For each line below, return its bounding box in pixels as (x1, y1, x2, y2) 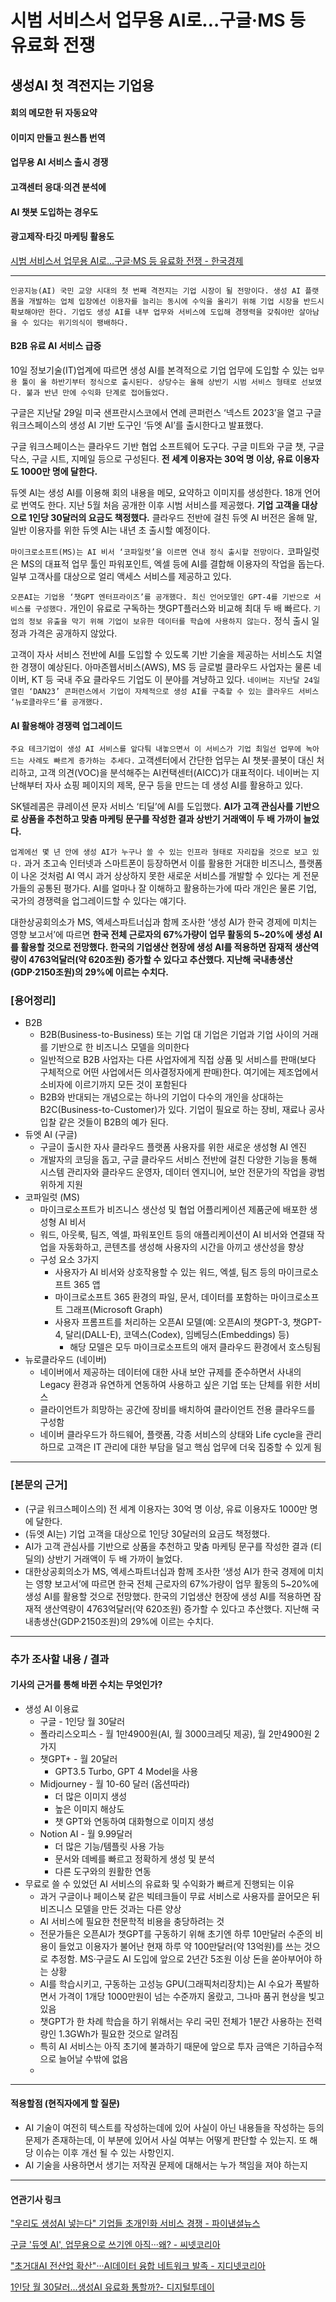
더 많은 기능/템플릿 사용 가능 (54, 1840, 165, 1852)
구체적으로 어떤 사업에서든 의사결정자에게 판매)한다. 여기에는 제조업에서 (39, 1066, 319, 1078)
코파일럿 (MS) (24, 1191, 81, 1203)
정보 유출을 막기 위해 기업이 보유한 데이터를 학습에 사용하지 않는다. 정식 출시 (28, 614, 310, 626)
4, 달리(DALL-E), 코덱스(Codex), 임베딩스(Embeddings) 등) (54, 1329, 290, 1341)
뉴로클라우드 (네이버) (24, 1354, 107, 1366)
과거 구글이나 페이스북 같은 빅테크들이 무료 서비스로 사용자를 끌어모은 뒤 (39, 1890, 321, 1902)
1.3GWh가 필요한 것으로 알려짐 (58, 2027, 179, 2040)
